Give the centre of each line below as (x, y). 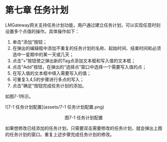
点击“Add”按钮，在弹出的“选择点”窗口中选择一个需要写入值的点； (80, 67)
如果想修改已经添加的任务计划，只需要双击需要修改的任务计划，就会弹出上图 (84, 128)
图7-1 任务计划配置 (84, 117)
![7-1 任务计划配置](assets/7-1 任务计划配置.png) (55, 107)
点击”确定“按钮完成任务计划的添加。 (49, 85)
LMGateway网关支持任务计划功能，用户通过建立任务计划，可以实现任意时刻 (83, 25)
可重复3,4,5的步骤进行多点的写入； (48, 79)
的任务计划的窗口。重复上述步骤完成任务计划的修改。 (60, 134)
